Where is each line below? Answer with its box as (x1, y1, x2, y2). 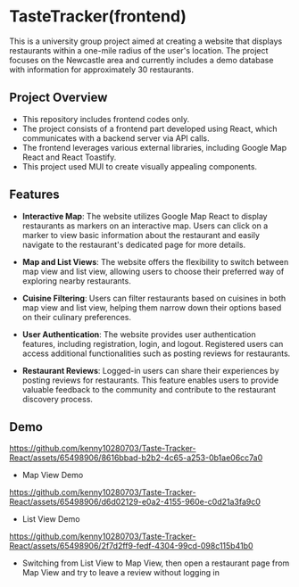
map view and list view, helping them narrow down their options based (21, 302, 282, 313)
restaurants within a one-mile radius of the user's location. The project (9, 45, 269, 55)
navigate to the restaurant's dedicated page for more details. (21, 239, 246, 250)
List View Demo (21, 514, 80, 525)
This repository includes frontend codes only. (21, 113, 190, 124)
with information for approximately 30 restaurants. (9, 64, 195, 75)
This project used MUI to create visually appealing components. (21, 161, 257, 171)
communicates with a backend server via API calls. (21, 132, 210, 144)
